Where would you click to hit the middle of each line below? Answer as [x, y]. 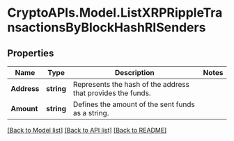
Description [134, 73]
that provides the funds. [112, 93]
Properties [31, 53]
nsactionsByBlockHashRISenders [107, 27]
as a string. [91, 113]
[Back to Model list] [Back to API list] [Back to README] [87, 130]
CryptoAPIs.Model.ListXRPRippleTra [115, 13]
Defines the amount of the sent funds [134, 104]
